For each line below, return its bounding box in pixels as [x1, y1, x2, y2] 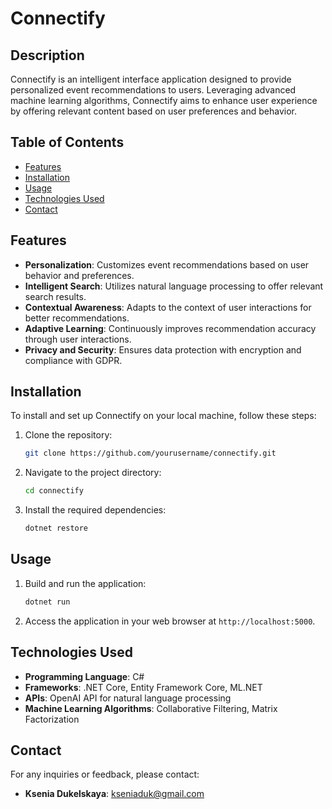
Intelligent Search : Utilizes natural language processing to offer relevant [24, 280, 324, 292]
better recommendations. [24, 312, 130, 324]
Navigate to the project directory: [24, 467, 162, 479]
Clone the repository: [24, 429, 113, 441]
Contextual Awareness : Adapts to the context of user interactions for [24, 301, 312, 313]
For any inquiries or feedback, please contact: [10, 768, 200, 781]
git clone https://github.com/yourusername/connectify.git [24, 448, 277, 459]
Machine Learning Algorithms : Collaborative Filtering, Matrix [24, 702, 278, 714]
